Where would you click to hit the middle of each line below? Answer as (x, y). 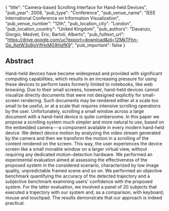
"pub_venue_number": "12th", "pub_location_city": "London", (69, 23)
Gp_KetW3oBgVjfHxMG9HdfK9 (38, 45)
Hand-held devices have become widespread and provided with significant (84, 73)
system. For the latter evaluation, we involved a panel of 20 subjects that (81, 187)
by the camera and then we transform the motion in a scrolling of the (77, 138)
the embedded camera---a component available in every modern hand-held (85, 127)
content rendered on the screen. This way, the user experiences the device (84, 143)
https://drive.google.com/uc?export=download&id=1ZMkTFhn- (73, 40)
